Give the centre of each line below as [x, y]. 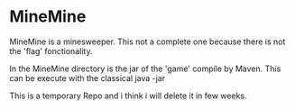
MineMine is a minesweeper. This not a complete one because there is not [147, 41]
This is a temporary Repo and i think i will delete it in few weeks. [128, 96]
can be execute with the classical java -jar [87, 78]
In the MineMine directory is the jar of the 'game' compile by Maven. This [145, 69]
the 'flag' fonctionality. [51, 50]
